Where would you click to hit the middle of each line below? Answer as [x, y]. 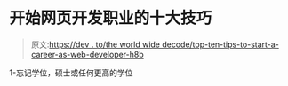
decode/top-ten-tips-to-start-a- [220, 44]
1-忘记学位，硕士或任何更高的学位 [71, 73]
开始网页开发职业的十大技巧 [111, 18]
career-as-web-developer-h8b [87, 54]
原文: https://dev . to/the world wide [96, 44]
